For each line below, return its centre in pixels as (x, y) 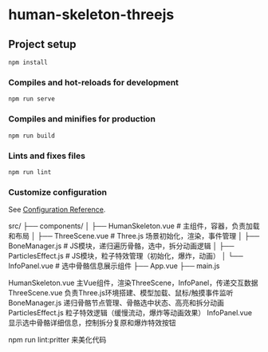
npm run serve (32, 99)
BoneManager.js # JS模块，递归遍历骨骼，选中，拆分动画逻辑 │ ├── (121, 246)
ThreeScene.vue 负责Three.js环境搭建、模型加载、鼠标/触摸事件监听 (121, 293)
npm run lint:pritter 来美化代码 (57, 340)
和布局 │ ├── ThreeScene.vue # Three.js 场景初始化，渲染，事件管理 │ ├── (134, 236)
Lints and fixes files (47, 156)
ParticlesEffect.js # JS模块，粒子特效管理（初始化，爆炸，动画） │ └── (126, 256)
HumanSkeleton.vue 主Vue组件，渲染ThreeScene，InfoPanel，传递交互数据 (133, 283)
